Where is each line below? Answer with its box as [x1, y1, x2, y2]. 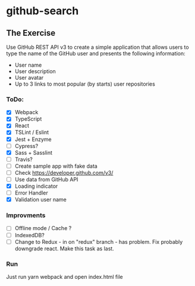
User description [14, 68, 56, 75]
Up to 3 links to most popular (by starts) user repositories [14, 80, 156, 87]
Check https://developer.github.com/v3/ [14, 169, 114, 176]
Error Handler [14, 189, 49, 197]
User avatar [14, 74, 44, 81]
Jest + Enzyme [14, 136, 52, 143]
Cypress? [14, 142, 39, 149]
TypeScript [14, 115, 42, 122]
